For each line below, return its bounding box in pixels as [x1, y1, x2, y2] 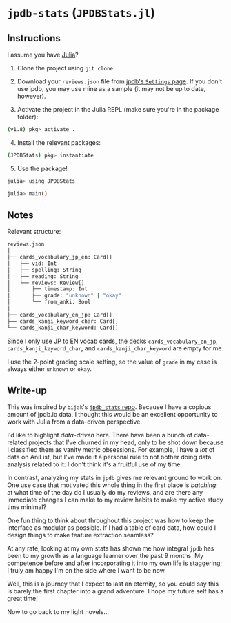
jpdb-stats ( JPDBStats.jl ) [7, 5, 155, 21]
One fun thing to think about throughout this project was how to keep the [7, 516, 214, 525]
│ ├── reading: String [7, 273, 79, 280]
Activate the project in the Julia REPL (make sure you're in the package [17, 106, 219, 113]
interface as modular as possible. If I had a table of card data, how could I [7, 524, 216, 532]
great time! [7, 595, 38, 603]
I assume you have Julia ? [7, 50, 79, 59]
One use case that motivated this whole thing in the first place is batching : [7, 481, 219, 489]
